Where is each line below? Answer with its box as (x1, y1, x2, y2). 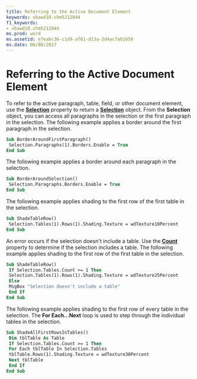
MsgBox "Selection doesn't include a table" (8, 283, 120, 290)
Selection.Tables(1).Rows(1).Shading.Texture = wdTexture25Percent (8, 273, 179, 279)
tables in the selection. (6, 318, 62, 325)
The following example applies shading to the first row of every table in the (6, 305, 189, 312)
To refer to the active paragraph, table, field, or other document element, (6, 99, 183, 107)
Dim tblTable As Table (8, 335, 65, 341)
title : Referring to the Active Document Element (6, 8, 131, 15)
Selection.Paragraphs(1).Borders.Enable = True (8, 142, 128, 148)
